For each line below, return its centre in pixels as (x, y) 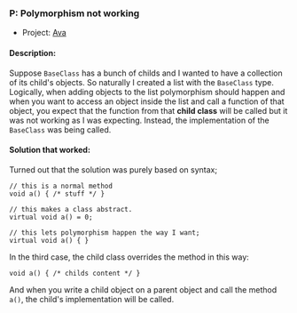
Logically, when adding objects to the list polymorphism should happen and (147, 92)
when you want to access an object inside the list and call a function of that (147, 101)
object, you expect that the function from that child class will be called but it (148, 110)
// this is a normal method (61, 186)
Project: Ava (44, 33)
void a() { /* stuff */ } (57, 194)
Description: (32, 52)
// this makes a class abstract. (71, 209)
